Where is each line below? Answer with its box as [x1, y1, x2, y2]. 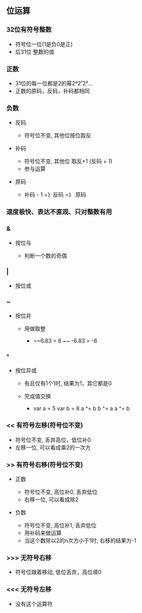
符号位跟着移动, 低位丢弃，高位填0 [15, 569, 102, 576]
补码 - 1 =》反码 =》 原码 [24, 191, 86, 199]
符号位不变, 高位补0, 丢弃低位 [24, 488, 98, 495]
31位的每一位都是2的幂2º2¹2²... [15, 80, 93, 87]
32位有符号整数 [6, 26, 52, 34]
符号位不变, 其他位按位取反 [24, 132, 92, 139]
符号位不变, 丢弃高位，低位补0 [15, 436, 91, 443]
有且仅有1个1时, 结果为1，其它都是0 [24, 380, 112, 387]
